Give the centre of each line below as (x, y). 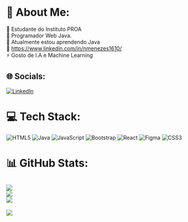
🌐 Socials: (26, 77)
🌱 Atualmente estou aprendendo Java (53, 42)
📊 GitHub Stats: (47, 163)
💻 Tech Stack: (44, 116)
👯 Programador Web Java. (39, 35)
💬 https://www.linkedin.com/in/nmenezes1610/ (64, 48)
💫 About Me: (38, 12)
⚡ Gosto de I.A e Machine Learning (50, 55)
